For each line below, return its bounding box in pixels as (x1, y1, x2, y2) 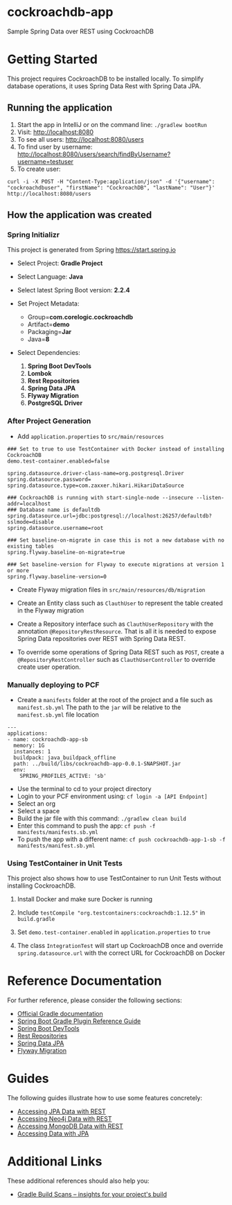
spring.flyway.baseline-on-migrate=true (7, 549, 126, 556)
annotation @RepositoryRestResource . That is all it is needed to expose (17, 626, 217, 635)
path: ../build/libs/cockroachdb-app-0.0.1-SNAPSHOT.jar (13, 760, 181, 767)
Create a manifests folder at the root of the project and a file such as (17, 695, 213, 704)
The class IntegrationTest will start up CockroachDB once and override (17, 942, 224, 950)
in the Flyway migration (17, 606, 84, 615)
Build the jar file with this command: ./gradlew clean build (17, 814, 187, 822)
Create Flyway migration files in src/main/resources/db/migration (17, 585, 206, 594)
